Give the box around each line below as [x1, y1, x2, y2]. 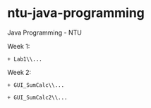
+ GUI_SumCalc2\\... [7, 94, 68, 101]
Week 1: [7, 42, 30, 50]
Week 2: [7, 68, 32, 76]
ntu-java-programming [7, 5, 145, 21]
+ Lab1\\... [7, 55, 42, 63]
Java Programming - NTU [7, 28, 83, 37]
